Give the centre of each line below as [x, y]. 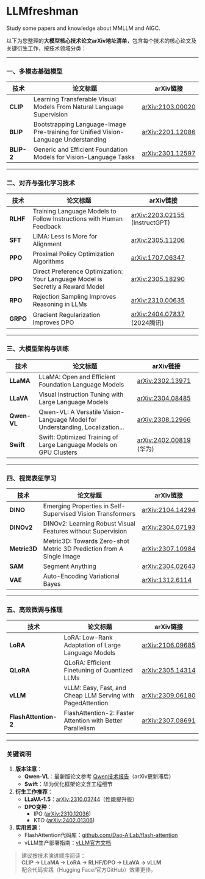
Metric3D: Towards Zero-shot [86, 541]
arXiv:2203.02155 [158, 215]
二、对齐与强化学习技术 [41, 183]
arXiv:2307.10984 [169, 549]
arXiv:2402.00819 [164, 440]
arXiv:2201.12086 [169, 132]
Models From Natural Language [78, 107]
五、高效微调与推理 [34, 610]
